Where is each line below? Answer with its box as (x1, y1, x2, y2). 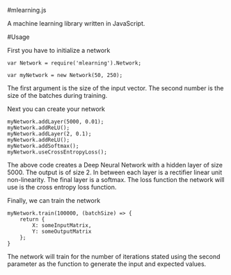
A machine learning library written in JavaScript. (7, 19, 145, 27)
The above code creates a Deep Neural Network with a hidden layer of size (7, 161, 223, 169)
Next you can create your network (7, 105, 106, 113)
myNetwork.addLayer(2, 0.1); (7, 131, 92, 137)
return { (19, 216, 45, 223)
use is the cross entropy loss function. (7, 183, 117, 191)
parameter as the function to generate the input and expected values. (7, 260, 207, 268)
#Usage (7, 33, 30, 41)
